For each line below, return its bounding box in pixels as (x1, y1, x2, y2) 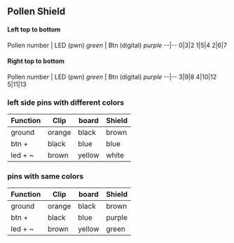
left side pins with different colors (7, 98, 125, 107)
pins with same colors (7, 171, 84, 181)
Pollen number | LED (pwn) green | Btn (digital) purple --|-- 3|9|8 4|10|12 (7, 72, 217, 81)
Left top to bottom (7, 25, 61, 34)
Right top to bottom (7, 57, 65, 65)
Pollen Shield (7, 6, 66, 18)
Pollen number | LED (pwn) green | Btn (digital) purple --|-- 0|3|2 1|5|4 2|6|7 (7, 41, 228, 49)
